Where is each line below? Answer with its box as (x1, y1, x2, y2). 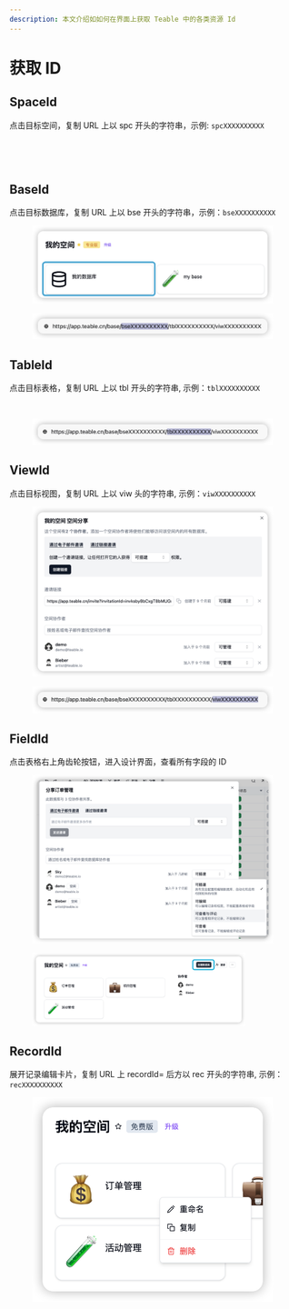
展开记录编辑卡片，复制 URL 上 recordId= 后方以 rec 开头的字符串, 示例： (9, 1069, 284, 1080)
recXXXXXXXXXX (9, 1081, 64, 1090)
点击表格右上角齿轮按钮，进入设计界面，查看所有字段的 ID (9, 756, 227, 767)
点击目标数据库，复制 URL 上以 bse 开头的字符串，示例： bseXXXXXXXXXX (9, 207, 276, 218)
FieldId (9, 731, 49, 746)
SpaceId (9, 95, 57, 110)
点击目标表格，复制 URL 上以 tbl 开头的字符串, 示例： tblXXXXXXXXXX (9, 382, 261, 393)
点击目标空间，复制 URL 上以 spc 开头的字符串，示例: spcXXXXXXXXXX (9, 119, 265, 131)
